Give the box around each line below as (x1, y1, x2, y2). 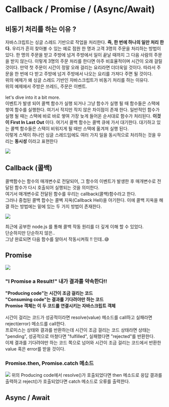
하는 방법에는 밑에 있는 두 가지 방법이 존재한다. (10, 203, 102, 209)
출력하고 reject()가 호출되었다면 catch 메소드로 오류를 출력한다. (5, 378, 130, 384)
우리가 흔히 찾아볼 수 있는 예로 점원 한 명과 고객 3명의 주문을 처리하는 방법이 (12, 45, 161, 51)
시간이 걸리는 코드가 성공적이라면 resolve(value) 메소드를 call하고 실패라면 (5, 314, 153, 320)
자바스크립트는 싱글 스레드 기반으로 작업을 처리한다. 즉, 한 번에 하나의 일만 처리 (5, 39, 159, 45)
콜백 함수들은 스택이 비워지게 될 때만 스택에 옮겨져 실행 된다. (10, 126, 129, 132)
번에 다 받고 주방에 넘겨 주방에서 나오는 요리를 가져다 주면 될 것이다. (20, 71, 153, 77)
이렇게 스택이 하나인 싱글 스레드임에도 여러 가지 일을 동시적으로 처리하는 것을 (5, 132, 156, 138)
